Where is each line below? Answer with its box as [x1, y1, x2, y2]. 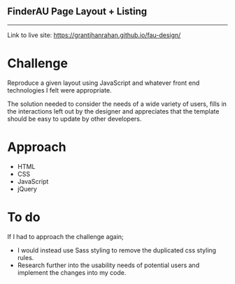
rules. [17, 253, 34, 262]
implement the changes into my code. [17, 268, 127, 276]
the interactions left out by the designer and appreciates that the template [7, 107, 220, 115]
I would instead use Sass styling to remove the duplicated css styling [17, 245, 217, 255]
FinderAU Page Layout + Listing [7, 6, 148, 18]
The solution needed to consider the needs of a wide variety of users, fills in [7, 100, 227, 108]
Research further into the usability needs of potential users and [17, 261, 200, 269]
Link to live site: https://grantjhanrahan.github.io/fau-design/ [7, 31, 181, 39]
